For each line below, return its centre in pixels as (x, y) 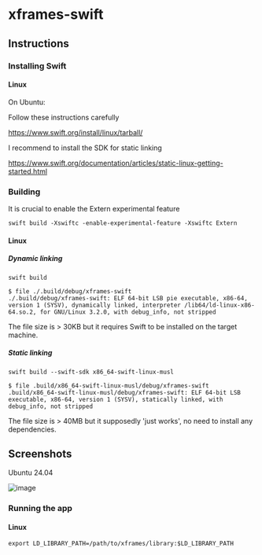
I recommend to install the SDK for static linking (85, 148)
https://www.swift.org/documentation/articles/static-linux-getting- (116, 163)
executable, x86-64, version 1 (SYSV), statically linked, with (116, 399)
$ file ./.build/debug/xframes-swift (70, 291)
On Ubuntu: (27, 102)
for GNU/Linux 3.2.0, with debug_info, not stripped (128, 312)
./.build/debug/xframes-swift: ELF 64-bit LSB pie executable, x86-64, (128, 298)
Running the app (41, 509)
